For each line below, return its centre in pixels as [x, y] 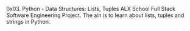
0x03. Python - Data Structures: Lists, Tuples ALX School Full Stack [91, 9]
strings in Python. [28, 22]
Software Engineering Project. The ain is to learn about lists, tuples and [95, 15]
